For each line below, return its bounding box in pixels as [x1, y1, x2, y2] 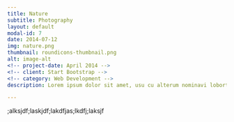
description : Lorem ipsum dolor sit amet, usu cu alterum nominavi [7, 82, 208, 89]
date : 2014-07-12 [7, 36, 58, 43]
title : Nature [7, 10, 49, 17]
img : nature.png [7, 43, 54, 49]
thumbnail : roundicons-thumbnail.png [7, 49, 117, 56]
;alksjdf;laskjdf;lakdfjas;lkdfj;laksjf [7, 107, 104, 115]
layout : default [7, 23, 54, 30]
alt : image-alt [7, 56, 52, 63]
